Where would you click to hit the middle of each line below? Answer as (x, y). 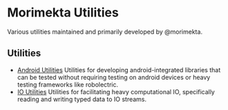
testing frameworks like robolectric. (68, 85)
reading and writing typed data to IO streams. (82, 99)
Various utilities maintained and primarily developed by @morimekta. (105, 32)
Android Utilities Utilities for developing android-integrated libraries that (119, 69)
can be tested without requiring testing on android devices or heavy (114, 77)
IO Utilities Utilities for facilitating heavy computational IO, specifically (116, 91)
